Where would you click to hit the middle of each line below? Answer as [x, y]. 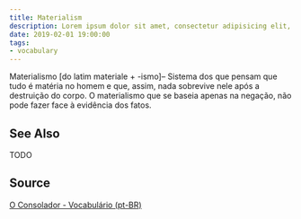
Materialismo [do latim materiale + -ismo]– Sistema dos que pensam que [143, 76]
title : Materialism [46, 18]
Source [30, 184]
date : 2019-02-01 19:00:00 [60, 34]
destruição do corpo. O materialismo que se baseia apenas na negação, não [150, 96]
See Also [35, 133]
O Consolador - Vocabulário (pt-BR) [75, 205]
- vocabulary [34, 51]
